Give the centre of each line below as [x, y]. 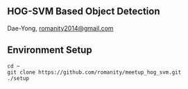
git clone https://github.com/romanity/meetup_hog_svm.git [94, 72]
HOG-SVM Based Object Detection [84, 11]
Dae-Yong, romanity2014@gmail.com [60, 28]
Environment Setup [50, 50]
